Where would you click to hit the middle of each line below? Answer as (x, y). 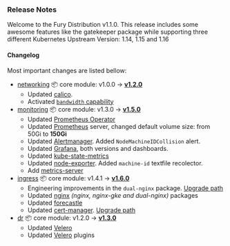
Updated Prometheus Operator (71, 119)
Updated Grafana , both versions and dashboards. (98, 148)
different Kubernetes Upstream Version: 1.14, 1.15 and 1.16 (88, 39)
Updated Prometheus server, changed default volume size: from (119, 126)
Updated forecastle (55, 203)
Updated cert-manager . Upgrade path (82, 210)
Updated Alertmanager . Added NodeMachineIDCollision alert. (114, 141)
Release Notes (32, 10)
